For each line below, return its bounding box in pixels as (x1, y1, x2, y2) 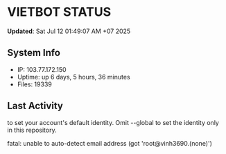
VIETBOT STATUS (7, 4, 112, 20)
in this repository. (7, 126, 57, 134)
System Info (7, 47, 61, 59)
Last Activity (7, 100, 64, 112)
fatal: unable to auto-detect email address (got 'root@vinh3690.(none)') (7, 139, 213, 147)
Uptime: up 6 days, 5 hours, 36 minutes (17, 73, 130, 81)
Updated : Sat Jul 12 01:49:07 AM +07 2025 (7, 27, 131, 35)
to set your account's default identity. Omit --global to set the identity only (7, 118, 220, 126)
